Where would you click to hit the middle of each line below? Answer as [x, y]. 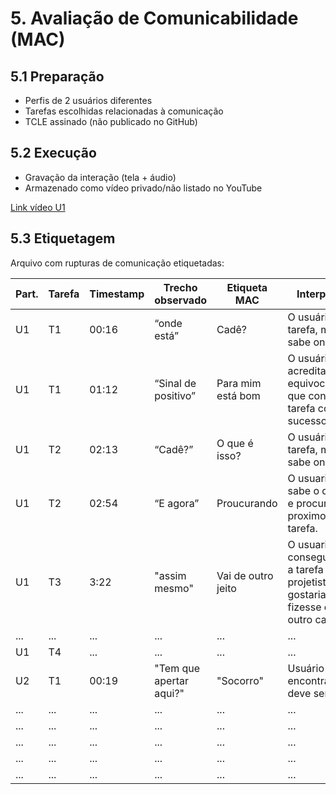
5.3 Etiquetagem [63, 238]
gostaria [307, 594]
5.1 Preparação [57, 76]
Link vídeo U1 [38, 207]
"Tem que [177, 668]
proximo [307, 515]
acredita [307, 370]
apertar [171, 680]
